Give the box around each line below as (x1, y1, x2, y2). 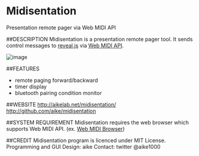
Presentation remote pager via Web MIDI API (6, 24, 117, 31)
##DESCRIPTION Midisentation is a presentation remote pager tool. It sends (6, 35, 193, 42)
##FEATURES (6, 65, 40, 72)
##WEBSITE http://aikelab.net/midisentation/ (6, 100, 117, 108)
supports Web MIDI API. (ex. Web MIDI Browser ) (6, 125, 125, 132)
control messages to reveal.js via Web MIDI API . (6, 42, 124, 49)
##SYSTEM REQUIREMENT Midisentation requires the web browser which (6, 118, 189, 126)
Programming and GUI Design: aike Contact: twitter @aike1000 (6, 143, 161, 150)
